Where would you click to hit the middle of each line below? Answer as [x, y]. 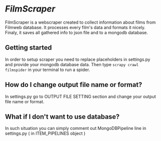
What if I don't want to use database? [62, 117]
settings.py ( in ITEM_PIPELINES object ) [45, 133]
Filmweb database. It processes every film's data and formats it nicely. [75, 27]
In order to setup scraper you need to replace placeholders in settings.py [78, 59]
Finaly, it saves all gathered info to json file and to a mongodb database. [77, 32]
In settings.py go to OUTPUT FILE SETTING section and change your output [80, 96]
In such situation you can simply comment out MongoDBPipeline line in [76, 128]
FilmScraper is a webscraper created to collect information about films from [80, 22]
